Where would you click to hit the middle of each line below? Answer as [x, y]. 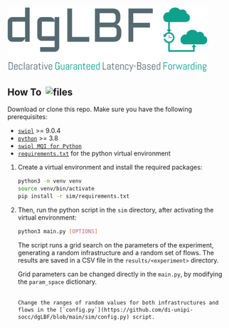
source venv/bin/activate [56, 189]
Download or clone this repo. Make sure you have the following [100, 109]
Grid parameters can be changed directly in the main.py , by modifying [120, 274]
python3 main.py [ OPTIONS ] [58, 231]
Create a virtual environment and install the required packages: [110, 168]
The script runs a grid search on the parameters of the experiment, [116, 245]
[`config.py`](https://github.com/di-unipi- [126, 309]
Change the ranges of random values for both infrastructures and [118, 302]
